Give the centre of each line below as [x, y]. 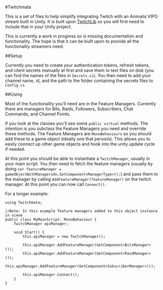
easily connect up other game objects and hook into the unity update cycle [80, 144]
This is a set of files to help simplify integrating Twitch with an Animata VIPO [81, 16]
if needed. [15, 149]
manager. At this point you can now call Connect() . [55, 184]
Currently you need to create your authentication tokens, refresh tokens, [77, 65]
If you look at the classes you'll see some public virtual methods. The [77, 123]
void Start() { [29, 232]
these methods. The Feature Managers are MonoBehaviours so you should [78, 134]
